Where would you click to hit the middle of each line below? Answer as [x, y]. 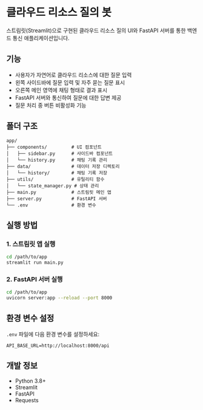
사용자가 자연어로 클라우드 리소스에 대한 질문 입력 [73, 75]
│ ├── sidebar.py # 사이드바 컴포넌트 [60, 153]
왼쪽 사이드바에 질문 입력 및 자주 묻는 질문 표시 [70, 82]
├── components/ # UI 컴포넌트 [54, 147]
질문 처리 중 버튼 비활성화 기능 [51, 105]
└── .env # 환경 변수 [52, 205]
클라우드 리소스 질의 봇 [59, 12]
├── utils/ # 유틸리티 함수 [55, 179]
